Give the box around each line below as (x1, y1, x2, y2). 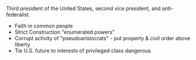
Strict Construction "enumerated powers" (14, 29, 115, 36)
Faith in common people (14, 23, 73, 29)
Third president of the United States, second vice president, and (6, 5, 161, 12)
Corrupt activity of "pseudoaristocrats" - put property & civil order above (14, 35, 191, 41)
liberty (14, 41, 30, 48)
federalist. (6, 11, 30, 18)
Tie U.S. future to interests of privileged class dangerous (14, 47, 151, 54)
